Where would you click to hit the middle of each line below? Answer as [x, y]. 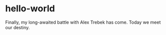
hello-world [30, 9]
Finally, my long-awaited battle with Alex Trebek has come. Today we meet [83, 22]
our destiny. [18, 27]
